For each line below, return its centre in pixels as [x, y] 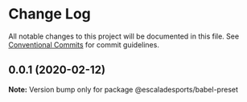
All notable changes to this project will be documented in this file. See [124, 36]
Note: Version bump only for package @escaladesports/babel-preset [123, 89]
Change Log [49, 14]
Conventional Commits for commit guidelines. [84, 44]
